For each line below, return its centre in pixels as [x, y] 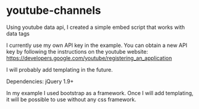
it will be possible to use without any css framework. [71, 99]
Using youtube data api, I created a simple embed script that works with [96, 27]
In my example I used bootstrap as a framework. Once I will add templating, [100, 93]
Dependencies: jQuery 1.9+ [40, 81]
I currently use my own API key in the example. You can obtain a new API [97, 45]
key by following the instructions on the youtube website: [77, 51]
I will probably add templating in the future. [60, 69]
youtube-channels [54, 11]
